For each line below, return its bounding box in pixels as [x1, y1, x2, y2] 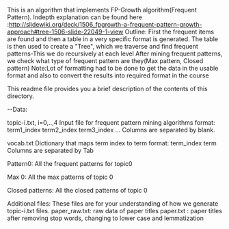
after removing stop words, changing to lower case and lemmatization [7, 214, 204, 222]
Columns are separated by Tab [7, 147, 94, 154]
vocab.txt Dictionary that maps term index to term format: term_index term [7, 139, 217, 147]
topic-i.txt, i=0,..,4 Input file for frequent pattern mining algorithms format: [7, 119, 215, 126]
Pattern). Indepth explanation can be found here [7, 13, 142, 21]
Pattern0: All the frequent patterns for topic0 [7, 160, 133, 167]
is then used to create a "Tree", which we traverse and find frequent [7, 43, 198, 50]
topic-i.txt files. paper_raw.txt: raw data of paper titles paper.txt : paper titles [7, 207, 222, 215]
